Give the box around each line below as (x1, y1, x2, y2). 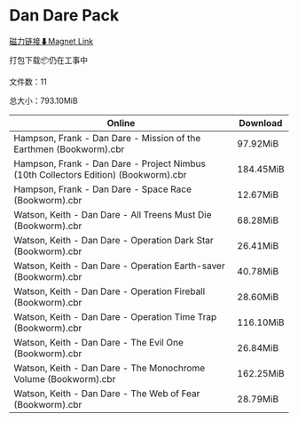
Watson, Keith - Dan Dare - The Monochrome (13, 362, 206, 374)
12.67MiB (237, 188, 279, 201)
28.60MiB (237, 291, 279, 303)
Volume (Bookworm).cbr (13, 372, 116, 385)
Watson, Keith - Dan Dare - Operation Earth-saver (13, 259, 225, 272)
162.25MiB (237, 367, 285, 379)
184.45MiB (237, 163, 285, 175)
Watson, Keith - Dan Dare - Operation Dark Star (13, 234, 215, 246)
